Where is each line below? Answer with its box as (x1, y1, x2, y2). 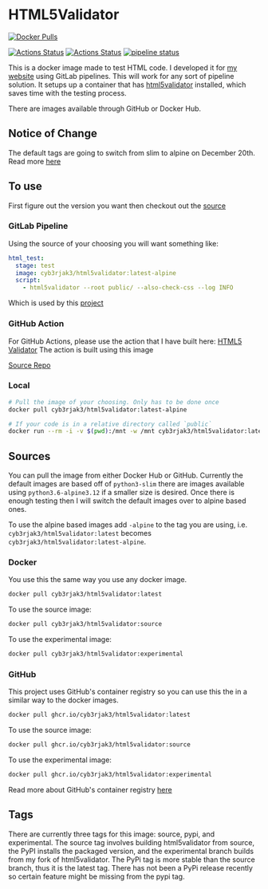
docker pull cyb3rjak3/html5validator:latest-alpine (8, 405, 187, 414)
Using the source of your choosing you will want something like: (8, 238, 219, 248)
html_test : (8, 254, 45, 262)
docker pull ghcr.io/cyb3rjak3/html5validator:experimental (8, 771, 213, 779)
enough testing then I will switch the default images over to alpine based (8, 496, 246, 505)
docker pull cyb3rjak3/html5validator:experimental (8, 650, 183, 659)
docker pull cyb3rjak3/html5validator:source (8, 620, 162, 628)
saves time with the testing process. (8, 88, 127, 97)
